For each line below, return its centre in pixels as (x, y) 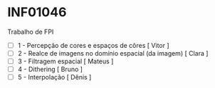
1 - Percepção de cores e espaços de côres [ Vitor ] (93, 45)
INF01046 (37, 12)
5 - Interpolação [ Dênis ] (54, 77)
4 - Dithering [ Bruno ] (50, 69)
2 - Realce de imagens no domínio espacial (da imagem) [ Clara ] (113, 53)
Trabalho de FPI (31, 32)
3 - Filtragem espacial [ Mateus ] (65, 61)
